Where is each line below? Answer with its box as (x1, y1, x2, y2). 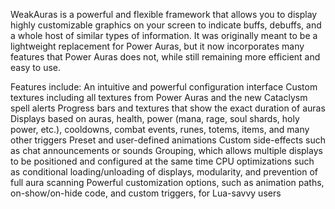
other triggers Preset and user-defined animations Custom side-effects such (10, 134, 326, 146)
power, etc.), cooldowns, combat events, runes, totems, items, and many (10, 124, 310, 135)
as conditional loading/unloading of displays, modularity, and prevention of (10, 166, 319, 178)
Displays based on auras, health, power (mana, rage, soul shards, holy (10, 113, 300, 124)
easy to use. (10, 62, 61, 73)
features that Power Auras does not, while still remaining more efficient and (10, 51, 321, 63)
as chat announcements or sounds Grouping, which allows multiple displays (10, 145, 323, 156)
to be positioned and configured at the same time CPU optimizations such (10, 155, 315, 167)
